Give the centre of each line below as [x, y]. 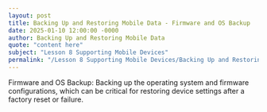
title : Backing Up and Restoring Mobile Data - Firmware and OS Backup [129, 23]
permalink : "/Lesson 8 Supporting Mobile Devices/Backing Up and [118, 60]
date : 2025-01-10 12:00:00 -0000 [64, 30]
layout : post [30, 15]
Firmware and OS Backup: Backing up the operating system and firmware [129, 82]
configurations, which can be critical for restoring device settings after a [126, 91]
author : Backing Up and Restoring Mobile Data [87, 38]
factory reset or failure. [46, 99]
